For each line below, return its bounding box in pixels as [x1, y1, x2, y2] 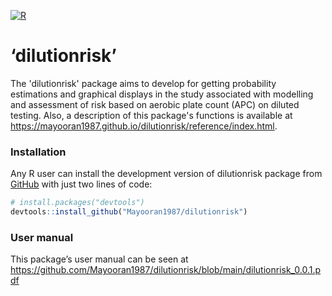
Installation [10, 145, 67, 159]
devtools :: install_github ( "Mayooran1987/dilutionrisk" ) [10, 207, 248, 217]
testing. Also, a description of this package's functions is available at [10, 109, 293, 121]
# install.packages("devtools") [10, 198, 145, 208]
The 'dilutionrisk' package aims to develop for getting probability [10, 77, 277, 89]
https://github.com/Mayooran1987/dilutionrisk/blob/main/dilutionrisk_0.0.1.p [10, 264, 322, 276]
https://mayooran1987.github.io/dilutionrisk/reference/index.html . [10, 120, 278, 132]
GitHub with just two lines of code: [10, 178, 153, 190]
